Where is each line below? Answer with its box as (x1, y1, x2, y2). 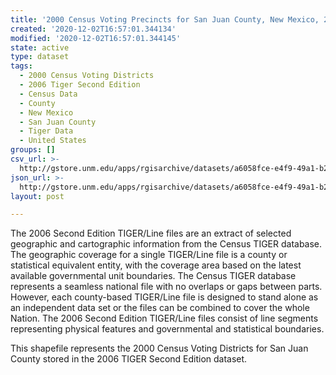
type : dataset (10, 52, 70, 62)
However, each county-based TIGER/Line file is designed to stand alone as (10, 291, 319, 303)
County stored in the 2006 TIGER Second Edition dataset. (10, 353, 248, 365)
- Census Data (19, 89, 78, 99)
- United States (19, 136, 87, 146)
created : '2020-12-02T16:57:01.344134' (10, 24, 177, 34)
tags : (10, 61, 33, 71)
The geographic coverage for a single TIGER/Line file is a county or (10, 249, 288, 261)
